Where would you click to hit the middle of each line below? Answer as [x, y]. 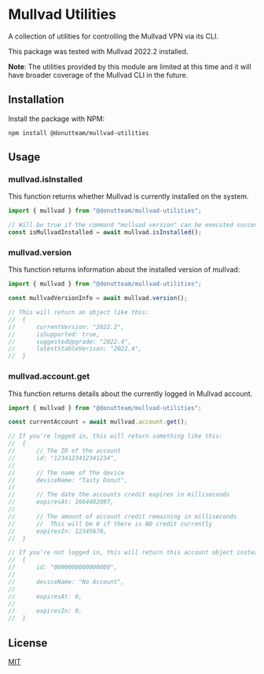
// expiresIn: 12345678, [58, 531]
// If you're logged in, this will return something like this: [115, 436]
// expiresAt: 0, [45, 596]
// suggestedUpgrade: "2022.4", [70, 342]
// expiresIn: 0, [45, 611]
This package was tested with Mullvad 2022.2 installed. [98, 51]
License [28, 643]
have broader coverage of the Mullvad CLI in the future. [98, 75]
